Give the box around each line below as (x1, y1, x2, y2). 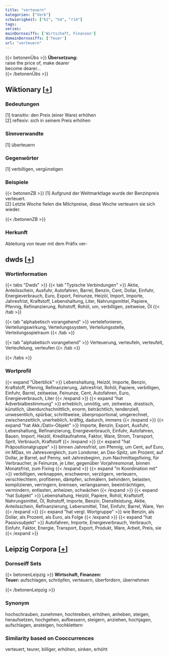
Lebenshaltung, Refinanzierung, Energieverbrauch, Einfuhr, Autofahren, (5, 427, 154, 433)
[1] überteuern (5, 142, 35, 148)
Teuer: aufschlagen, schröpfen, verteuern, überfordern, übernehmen (5, 577, 149, 583)
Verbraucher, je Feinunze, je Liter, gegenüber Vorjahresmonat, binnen (5, 460, 150, 466)
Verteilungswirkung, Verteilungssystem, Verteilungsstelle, (5, 324, 125, 330)
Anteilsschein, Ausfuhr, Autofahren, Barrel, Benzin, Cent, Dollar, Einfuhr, (5, 288, 155, 294)
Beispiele (5, 178, 29, 185)
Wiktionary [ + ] (5, 85, 52, 94)
